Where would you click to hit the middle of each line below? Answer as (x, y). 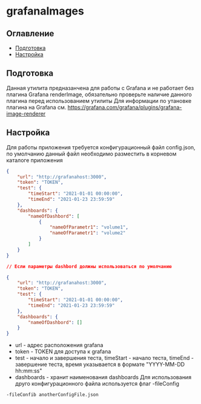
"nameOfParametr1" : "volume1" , (89, 227)
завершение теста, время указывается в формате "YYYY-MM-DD (100, 365)
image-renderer (26, 114)
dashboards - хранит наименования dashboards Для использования (103, 377)
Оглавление (30, 34)
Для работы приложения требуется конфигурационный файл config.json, (101, 147)
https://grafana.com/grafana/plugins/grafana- (125, 107)
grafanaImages (45, 11)
